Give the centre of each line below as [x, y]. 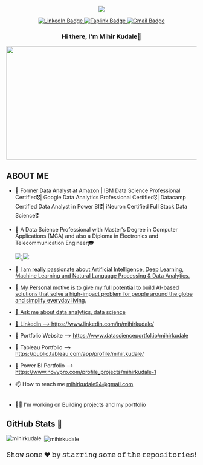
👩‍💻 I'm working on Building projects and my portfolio [80, 405]
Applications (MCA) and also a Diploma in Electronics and [87, 236]
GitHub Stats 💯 [34, 423]
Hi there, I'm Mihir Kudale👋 [101, 36]
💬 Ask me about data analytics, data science [70, 312]
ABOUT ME [28, 176]
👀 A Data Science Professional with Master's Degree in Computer [96, 230]
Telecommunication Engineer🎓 [55, 243]
